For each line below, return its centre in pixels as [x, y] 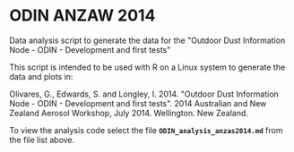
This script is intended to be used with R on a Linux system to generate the [147, 67]
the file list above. [42, 139]
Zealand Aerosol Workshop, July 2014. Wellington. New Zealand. [129, 113]
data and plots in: [41, 76]
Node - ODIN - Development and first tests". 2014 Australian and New [138, 103]
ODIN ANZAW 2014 [82, 16]
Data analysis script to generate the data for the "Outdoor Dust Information [147, 40]
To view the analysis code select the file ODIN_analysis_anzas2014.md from [146, 130]
